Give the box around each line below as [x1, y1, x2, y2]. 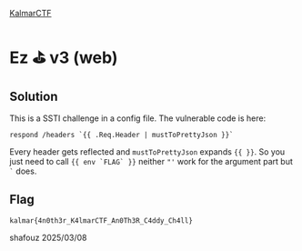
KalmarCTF [9, 8, 52, 18]
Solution [9, 88, 58, 104]
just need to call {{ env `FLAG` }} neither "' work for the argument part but [9, 156, 294, 166]
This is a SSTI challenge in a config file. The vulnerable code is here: [9, 113, 267, 124]
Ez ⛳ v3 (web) [9, 47, 118, 68]
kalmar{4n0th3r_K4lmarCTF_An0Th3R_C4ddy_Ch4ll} [9, 216, 194, 226]
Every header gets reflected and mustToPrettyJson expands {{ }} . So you [9, 146, 286, 157]
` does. [9, 166, 37, 176]
